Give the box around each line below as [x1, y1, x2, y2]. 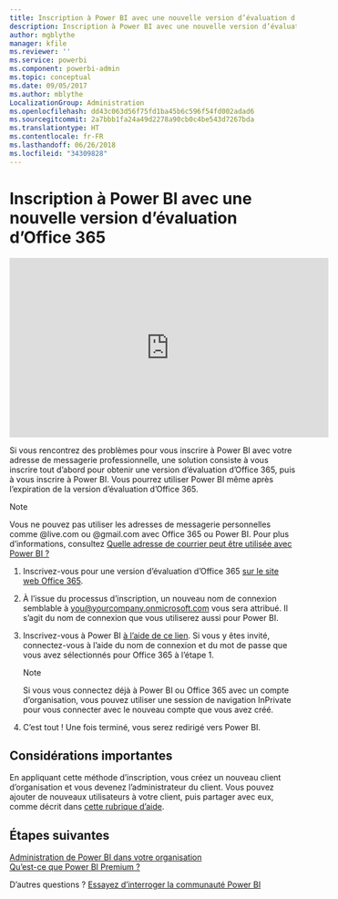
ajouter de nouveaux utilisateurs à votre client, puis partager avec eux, [9, 791, 274, 802]
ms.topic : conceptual [9, 73, 92, 82]
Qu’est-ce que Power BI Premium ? [9, 862, 141, 873]
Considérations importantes [9, 748, 173, 763]
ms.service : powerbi [9, 56, 88, 65]
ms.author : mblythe [9, 89, 84, 98]
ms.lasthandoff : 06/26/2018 [9, 140, 117, 150]
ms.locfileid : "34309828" [9, 149, 108, 158]
